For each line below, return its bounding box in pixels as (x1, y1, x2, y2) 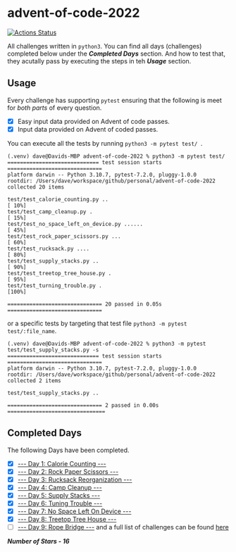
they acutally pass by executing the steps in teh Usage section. (7, 56, 192, 65)
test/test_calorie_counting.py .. (7, 196, 109, 203)
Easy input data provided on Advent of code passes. (17, 117, 170, 125)
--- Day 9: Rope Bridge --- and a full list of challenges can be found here (17, 523, 229, 532)
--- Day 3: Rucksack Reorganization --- (17, 475, 132, 484)
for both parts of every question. (7, 103, 102, 112)
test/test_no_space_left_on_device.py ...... (7, 220, 143, 227)
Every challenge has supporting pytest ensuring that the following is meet (7, 96, 222, 104)
